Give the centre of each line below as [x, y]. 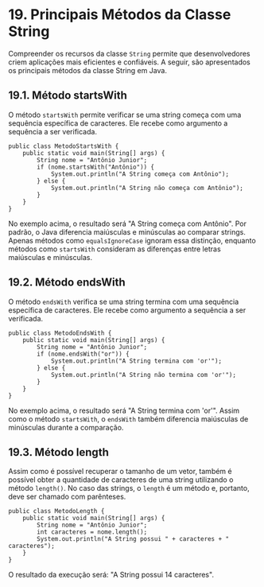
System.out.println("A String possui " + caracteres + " [133, 539]
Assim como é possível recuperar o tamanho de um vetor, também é [120, 472]
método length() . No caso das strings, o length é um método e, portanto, [129, 488]
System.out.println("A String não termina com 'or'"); [144, 375]
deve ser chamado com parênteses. [67, 497]
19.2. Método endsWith [67, 283]
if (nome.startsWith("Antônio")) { [96, 167]
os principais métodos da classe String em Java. [87, 70]
